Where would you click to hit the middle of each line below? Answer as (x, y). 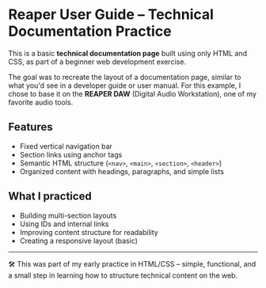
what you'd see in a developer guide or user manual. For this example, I (125, 85)
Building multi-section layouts (68, 215)
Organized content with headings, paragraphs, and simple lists (122, 171)
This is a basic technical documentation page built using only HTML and (128, 53)
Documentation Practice (90, 31)
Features (30, 127)
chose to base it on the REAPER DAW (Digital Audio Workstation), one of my (133, 93)
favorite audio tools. (41, 102)
